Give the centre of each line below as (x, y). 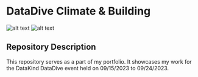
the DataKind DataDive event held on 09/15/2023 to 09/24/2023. (88, 68)
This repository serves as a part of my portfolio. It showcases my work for (99, 61)
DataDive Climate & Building (79, 11)
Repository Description (51, 47)
